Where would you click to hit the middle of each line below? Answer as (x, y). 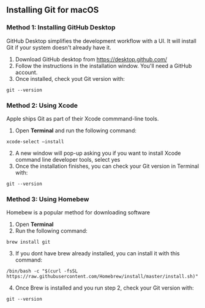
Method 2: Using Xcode (42, 105)
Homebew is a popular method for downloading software (78, 212)
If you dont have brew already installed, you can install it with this (98, 254)
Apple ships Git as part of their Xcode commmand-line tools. (83, 118)
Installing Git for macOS (53, 10)
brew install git (28, 242)
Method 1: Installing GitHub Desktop (61, 28)
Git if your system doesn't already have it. (59, 47)
